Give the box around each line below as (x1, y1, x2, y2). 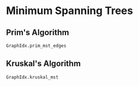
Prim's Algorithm (6, 27, 69, 37)
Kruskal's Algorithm (6, 59, 81, 68)
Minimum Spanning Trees (6, 4, 133, 18)
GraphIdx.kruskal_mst (6, 74, 59, 80)
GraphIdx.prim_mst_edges (6, 43, 67, 49)
